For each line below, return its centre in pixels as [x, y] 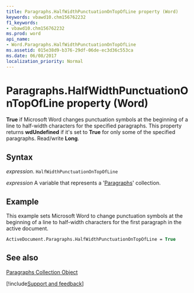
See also [22, 258]
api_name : [18, 39]
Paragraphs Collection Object [42, 272]
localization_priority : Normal [45, 61]
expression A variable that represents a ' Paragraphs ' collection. [83, 183]
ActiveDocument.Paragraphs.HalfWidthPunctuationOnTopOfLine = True [91, 240]
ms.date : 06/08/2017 [32, 56]
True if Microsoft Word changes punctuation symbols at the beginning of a [97, 120]
